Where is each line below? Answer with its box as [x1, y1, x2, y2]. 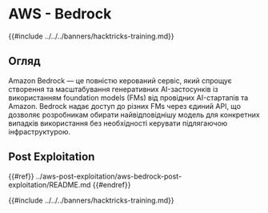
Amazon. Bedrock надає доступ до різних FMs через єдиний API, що [8, 101, 242, 111]
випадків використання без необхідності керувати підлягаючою [8, 118, 228, 128]
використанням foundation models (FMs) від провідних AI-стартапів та [8, 93, 249, 102]
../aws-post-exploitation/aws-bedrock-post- [35, 171, 182, 181]
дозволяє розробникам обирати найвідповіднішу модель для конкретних [8, 110, 260, 119]
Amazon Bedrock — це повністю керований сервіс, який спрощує [8, 75, 232, 85]
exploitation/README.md [8, 179, 91, 189]
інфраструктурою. [8, 127, 70, 136]
